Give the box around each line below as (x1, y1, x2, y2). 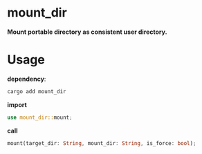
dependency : (7, 75, 46, 83)
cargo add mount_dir (7, 88, 67, 95)
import (7, 100, 28, 108)
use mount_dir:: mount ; (7, 114, 73, 121)
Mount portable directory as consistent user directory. (7, 28, 167, 36)
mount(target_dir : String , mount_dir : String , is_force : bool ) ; (7, 139, 196, 146)
